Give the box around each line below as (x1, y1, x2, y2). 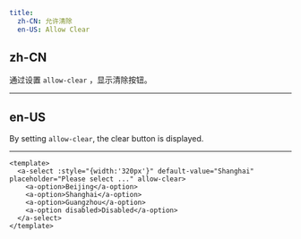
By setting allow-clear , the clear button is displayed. (9, 133, 204, 144)
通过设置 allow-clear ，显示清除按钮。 (9, 74, 152, 85)
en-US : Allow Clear (17, 25, 90, 34)
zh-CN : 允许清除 (17, 16, 73, 26)
